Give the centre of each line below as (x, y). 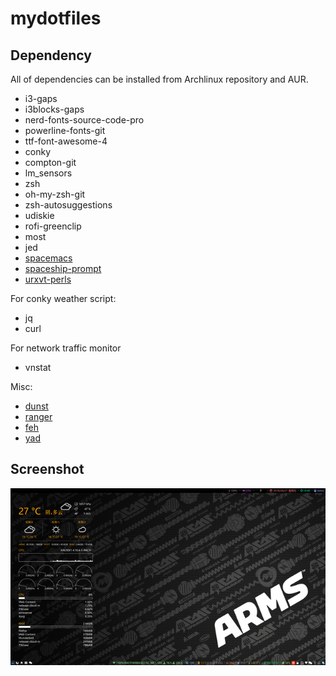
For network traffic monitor (66, 348)
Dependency (51, 55)
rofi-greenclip (53, 226)
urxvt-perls (48, 279)
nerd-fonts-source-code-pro (84, 120)
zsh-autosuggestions (68, 205)
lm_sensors (48, 173)
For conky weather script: (63, 298)
